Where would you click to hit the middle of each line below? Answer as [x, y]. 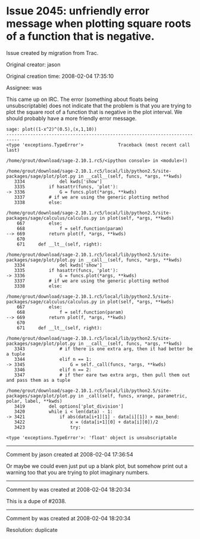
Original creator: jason [33, 65]
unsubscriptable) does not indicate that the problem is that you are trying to [99, 105]
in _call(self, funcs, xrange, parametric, [133, 396]
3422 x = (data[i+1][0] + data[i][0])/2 [86, 422]
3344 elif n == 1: [53, 359]
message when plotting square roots [99, 24]
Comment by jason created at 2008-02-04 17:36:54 [70, 454]
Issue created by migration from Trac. [52, 53]
